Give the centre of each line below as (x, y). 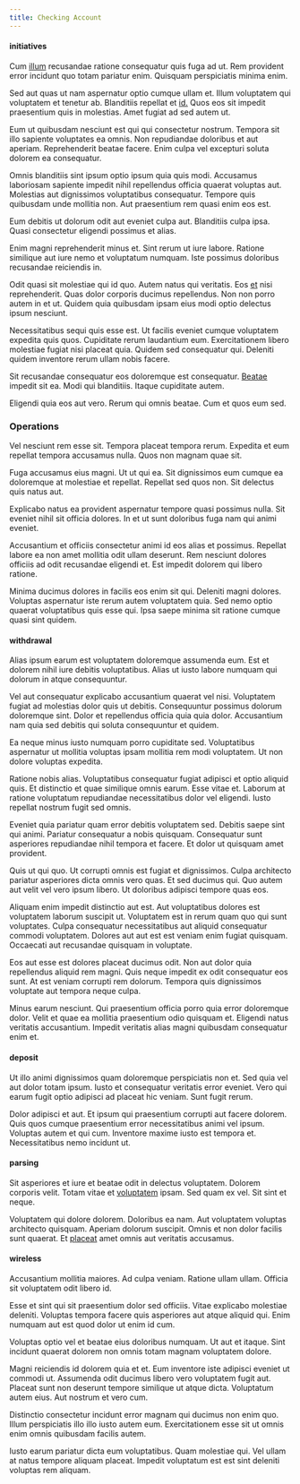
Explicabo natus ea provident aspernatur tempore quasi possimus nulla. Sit (147, 509)
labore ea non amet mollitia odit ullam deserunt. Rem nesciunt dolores (138, 555)
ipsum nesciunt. (39, 313)
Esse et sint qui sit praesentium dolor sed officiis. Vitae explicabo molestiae (148, 1305)
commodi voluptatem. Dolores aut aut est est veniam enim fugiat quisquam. (149, 936)
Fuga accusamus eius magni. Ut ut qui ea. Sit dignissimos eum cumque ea (146, 473)
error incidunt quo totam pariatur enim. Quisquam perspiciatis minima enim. (149, 75)
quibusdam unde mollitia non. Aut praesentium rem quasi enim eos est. (140, 203)
